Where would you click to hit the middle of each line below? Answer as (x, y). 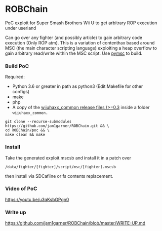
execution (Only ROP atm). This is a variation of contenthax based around (80, 42)
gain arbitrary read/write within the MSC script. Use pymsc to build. (74, 53)
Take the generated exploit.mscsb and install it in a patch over (68, 158)
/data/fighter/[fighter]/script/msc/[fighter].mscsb (61, 167)
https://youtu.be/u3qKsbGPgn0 (37, 199)
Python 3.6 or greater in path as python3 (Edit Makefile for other (78, 86)
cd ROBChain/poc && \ (27, 130)
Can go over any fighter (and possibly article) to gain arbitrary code (74, 38)
